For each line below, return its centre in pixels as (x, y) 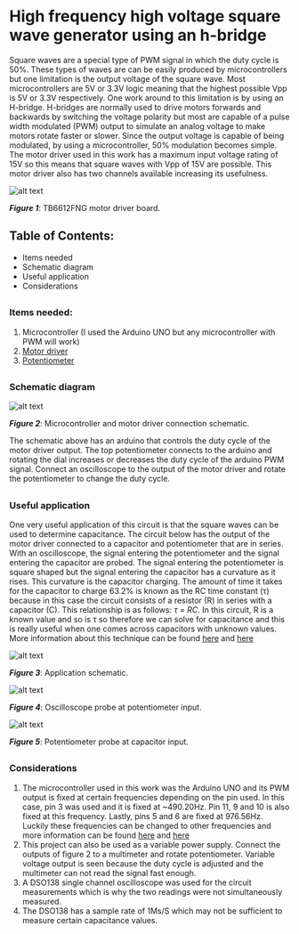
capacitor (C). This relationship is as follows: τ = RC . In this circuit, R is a (141, 610)
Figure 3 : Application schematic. (69, 673)
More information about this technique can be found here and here (131, 638)
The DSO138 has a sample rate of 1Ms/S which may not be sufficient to (152, 911)
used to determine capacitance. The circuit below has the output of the (140, 534)
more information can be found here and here (105, 835)
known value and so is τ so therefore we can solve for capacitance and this (147, 620)
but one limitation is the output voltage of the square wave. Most (128, 78)
